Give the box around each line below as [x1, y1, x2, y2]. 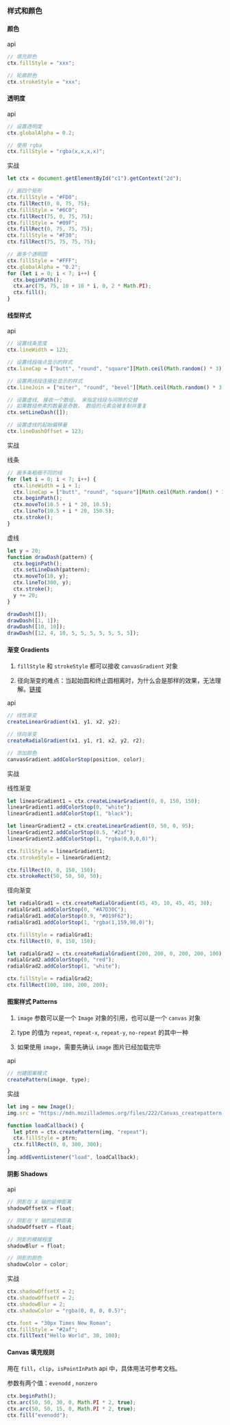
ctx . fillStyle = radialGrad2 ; [7, 975, 94, 982]
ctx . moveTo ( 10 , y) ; [13, 573, 69, 580]
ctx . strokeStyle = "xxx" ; [7, 78, 81, 85]
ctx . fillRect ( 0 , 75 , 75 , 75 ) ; [7, 226, 94, 232]
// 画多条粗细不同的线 [7, 469, 63, 476]
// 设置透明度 [7, 123, 42, 130]
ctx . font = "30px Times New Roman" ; [7, 1319, 112, 1326]
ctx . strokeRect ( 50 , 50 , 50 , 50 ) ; [7, 873, 103, 880]
